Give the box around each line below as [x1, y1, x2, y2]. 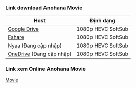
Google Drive [8, 26, 39, 33]
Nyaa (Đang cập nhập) [8, 42, 62, 49]
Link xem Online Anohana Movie [5, 65, 86, 72]
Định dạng [89, 17, 115, 24]
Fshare [8, 34, 24, 41]
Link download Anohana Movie [5, 4, 83, 11]
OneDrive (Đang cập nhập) [8, 50, 72, 57]
